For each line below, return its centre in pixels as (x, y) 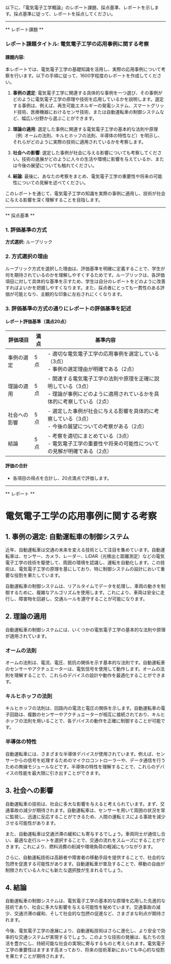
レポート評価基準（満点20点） (37, 322)
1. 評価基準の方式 (26, 230)
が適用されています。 (27, 636)
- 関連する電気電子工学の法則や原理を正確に (101, 379)
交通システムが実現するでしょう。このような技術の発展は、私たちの (90, 937)
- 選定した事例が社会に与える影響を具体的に (101, 411)
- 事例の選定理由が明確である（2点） (92, 369)
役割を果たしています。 (38, 575)
